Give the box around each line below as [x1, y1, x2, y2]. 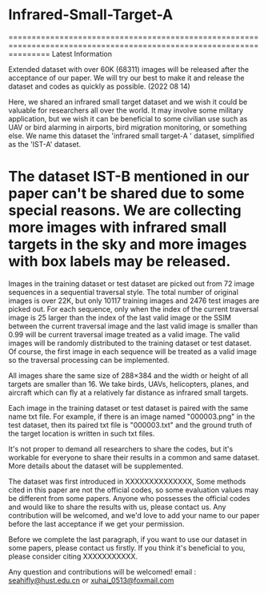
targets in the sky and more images [8, 236, 247, 253]
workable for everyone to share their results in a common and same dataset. [8, 452, 260, 462]
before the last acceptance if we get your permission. [8, 519, 185, 528]
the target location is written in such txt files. [8, 428, 155, 438]
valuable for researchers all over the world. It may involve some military [8, 105, 244, 115]
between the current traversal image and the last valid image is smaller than [8, 321, 258, 331]
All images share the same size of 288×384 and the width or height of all [8, 370, 249, 380]
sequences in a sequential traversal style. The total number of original [8, 287, 238, 296]
